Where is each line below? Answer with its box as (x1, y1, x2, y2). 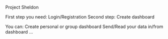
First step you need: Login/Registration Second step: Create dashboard (5, 14, 155, 19)
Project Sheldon (5, 4, 39, 10)
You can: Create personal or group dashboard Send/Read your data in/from (5, 23, 163, 29)
